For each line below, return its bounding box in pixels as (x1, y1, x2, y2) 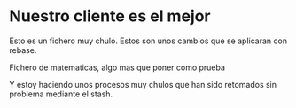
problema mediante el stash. (9, 89, 113, 99)
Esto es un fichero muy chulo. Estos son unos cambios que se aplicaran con (9, 35, 288, 46)
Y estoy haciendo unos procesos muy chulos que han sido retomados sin (9, 79, 277, 89)
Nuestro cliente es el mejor (9, 6, 211, 27)
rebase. (9, 44, 37, 55)
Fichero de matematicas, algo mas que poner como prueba (9, 62, 226, 73)
